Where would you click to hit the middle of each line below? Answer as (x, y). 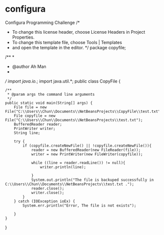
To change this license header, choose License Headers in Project (79, 32)
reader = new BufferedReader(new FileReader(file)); (86, 150)
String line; (27, 133)
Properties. (23, 37)
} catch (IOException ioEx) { (45, 201)
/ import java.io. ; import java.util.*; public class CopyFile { (63, 81)
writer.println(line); (63, 167)
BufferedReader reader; (38, 124)
